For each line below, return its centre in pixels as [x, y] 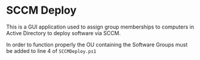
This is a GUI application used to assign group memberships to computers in [100, 27]
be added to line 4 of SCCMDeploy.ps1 [51, 50]
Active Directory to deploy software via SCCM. [64, 33]
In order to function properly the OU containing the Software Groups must [97, 45]
